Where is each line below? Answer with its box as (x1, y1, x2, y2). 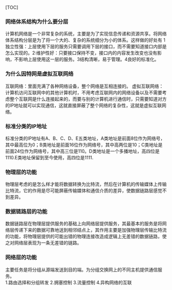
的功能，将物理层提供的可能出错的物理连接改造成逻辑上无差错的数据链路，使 (5, 233, 167, 240)
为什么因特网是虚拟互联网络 (5, 70, 74, 77)
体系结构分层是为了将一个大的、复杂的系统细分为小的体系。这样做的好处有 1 (5, 37, 165, 43)
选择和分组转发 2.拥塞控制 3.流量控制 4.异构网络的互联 (17, 279, 132, 285)
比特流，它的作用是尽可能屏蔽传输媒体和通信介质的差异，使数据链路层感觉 (5, 188, 162, 194)
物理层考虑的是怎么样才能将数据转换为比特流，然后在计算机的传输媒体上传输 (5, 181, 167, 188)
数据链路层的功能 (5, 208, 48, 215)
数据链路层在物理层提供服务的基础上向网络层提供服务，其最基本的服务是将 (5, 220, 162, 227)
